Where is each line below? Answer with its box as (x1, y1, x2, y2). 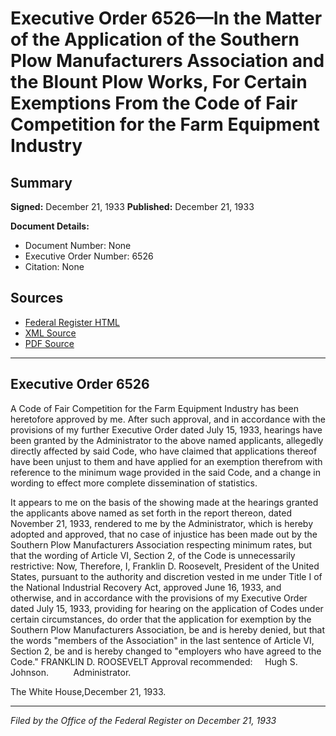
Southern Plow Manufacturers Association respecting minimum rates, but (10, 538, 313, 551)
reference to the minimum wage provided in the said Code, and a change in (10, 466, 321, 478)
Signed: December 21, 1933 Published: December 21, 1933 (10, 201, 255, 212)
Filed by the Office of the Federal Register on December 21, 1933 (10, 714, 277, 726)
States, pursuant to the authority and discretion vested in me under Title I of (10, 570, 323, 582)
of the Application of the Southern (10, 28, 300, 51)
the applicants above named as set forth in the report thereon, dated (10, 507, 293, 519)
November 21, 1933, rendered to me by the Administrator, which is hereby (10, 517, 313, 529)
